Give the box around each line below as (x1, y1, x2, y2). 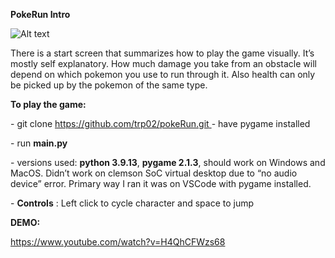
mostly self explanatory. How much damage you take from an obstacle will (10, 58, 317, 69)
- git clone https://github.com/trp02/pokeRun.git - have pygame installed (10, 118, 311, 129)
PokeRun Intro (10, 9, 71, 20)
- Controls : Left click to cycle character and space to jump (10, 197, 255, 209)
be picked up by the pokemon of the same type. (10, 79, 208, 91)
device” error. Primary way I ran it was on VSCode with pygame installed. (10, 178, 312, 189)
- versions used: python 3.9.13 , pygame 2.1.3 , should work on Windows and (10, 157, 326, 168)
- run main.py (10, 137, 68, 149)
